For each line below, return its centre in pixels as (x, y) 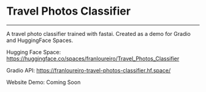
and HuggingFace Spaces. (40, 40)
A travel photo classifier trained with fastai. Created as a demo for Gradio (99, 34)
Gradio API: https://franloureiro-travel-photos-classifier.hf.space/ (89, 70)
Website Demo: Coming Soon (44, 82)
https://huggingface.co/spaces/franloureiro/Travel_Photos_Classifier (93, 58)
